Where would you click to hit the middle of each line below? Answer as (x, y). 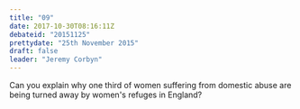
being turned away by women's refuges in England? (106, 95)
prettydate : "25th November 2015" (74, 43)
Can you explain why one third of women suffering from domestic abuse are (150, 85)
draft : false (34, 51)
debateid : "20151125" (50, 34)
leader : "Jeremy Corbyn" (56, 59)
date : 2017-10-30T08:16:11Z (62, 26)
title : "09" (32, 18)
